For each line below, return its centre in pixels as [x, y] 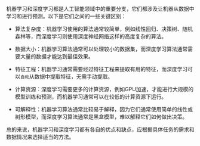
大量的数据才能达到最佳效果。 [57, 56]
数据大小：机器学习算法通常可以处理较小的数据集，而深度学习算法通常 [101, 49]
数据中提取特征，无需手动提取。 [74, 77]
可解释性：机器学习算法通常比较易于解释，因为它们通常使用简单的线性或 [104, 109]
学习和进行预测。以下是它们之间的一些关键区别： [66, 16]
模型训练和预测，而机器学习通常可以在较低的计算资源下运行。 [91, 97]
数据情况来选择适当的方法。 [40, 137]
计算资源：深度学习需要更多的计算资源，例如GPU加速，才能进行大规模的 [104, 89]
